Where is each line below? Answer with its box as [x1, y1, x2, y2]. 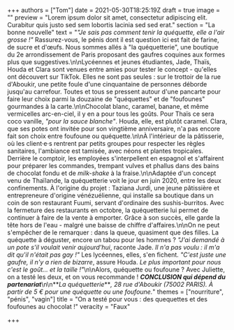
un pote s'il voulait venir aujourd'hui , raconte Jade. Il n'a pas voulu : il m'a [7, 243, 220, 251]
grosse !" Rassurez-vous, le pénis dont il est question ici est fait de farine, [7, 36, 219, 44]
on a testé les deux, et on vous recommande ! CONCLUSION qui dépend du [7, 273, 226, 281]
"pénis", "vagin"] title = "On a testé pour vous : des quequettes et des [7, 295, 208, 303]
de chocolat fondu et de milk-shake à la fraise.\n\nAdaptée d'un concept [7, 169, 217, 177]
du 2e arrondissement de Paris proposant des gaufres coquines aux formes [7, 50, 226, 59]
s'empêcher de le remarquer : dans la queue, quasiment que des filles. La [7, 228, 219, 237]
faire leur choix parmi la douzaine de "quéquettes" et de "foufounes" [7, 95, 205, 103]
